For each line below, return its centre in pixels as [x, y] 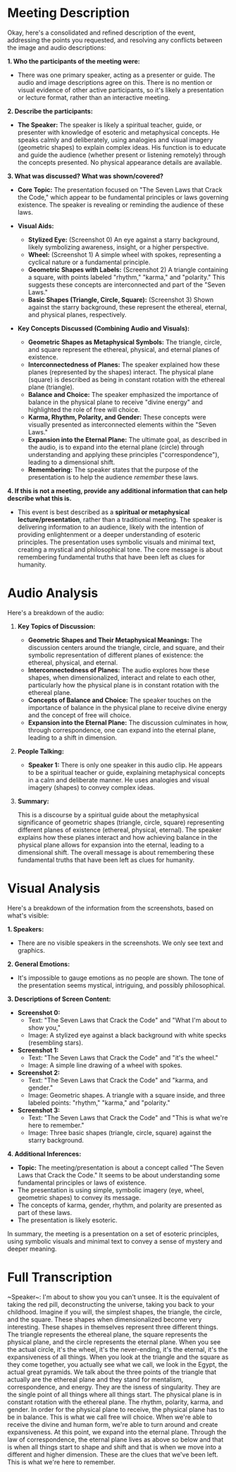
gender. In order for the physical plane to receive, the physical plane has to [116, 1409]
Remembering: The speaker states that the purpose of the [113, 469]
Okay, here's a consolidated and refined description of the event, [101, 32]
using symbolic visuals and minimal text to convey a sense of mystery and [115, 1241]
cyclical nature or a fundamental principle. [89, 262]
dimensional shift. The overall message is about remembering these [116, 852]
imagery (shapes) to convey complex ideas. [92, 787]
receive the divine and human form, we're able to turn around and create [113, 1424]
